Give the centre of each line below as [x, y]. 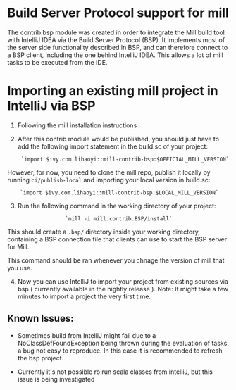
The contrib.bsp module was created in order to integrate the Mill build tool [116, 32]
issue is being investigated [56, 379]
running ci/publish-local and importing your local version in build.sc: [109, 180]
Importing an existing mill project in [113, 91]
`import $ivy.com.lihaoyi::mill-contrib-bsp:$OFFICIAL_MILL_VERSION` [125, 159]
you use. [20, 268]
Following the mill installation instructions [77, 125]
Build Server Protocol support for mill [118, 13]
